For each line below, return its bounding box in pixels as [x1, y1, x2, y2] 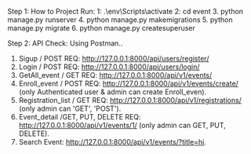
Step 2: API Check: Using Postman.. [7, 38, 123, 48]
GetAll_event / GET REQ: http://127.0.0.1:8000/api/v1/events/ [18, 71, 213, 79]
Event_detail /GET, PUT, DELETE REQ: [18, 112, 141, 121]
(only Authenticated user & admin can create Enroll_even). [18, 87, 207, 97]
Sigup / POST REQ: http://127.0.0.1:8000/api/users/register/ [18, 54, 209, 63]
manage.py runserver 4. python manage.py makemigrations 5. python [7, 15, 233, 24]
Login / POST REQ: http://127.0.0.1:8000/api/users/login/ [18, 62, 201, 71]
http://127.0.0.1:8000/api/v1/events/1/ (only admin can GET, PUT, [18, 121, 227, 130]
